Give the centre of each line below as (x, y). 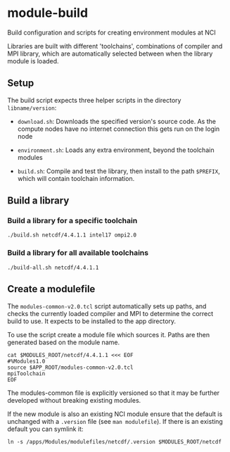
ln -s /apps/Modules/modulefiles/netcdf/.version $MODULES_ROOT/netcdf (114, 441)
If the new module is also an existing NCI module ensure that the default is (115, 414)
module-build (48, 13)
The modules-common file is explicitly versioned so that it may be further (114, 393)
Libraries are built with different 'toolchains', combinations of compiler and (115, 46)
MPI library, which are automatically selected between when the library (110, 54)
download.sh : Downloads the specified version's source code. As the (117, 121)
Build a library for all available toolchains (78, 253)
